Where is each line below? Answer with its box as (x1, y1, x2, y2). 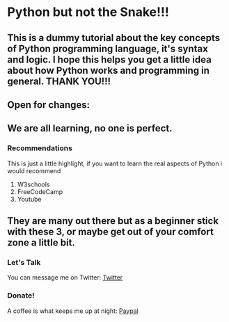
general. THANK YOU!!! (7, 75, 111, 87)
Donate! (7, 291, 35, 300)
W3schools (17, 180, 50, 188)
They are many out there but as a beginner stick (7, 215, 219, 227)
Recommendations (7, 143, 73, 153)
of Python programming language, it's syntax (7, 42, 209, 54)
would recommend (7, 166, 61, 175)
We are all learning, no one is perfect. (7, 122, 173, 134)
